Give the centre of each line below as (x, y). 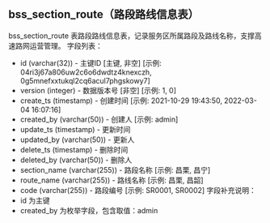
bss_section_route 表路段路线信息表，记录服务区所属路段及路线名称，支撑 (132, 36)
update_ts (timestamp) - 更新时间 (75, 129)
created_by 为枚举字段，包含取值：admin (89, 210)
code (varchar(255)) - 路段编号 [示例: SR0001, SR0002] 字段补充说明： (138, 190)
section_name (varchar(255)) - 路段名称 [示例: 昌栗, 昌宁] (115, 169)
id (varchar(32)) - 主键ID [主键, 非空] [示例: (91, 62)
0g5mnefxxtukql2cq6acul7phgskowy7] (85, 80)
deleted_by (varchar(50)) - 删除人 (76, 160)
